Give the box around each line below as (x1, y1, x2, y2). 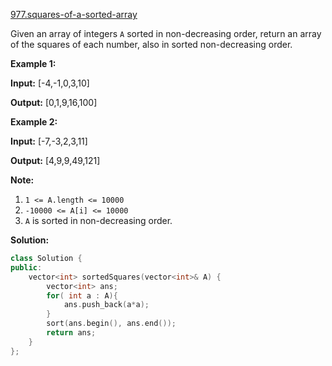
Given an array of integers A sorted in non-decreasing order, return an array (10, 28, 322, 39)
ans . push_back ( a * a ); (63, 300, 150, 310)
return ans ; (46, 328, 97, 338)
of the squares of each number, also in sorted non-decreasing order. (10, 39, 293, 50)
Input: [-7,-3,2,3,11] (10, 135, 88, 147)
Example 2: (10, 116, 58, 128)
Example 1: (10, 58, 57, 69)
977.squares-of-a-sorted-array (10, 9, 138, 20)
